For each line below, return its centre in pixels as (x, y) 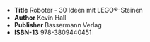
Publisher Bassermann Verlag (58, 25)
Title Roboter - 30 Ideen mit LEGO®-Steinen (78, 10)
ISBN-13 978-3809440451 (53, 32)
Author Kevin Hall (40, 17)
